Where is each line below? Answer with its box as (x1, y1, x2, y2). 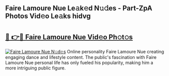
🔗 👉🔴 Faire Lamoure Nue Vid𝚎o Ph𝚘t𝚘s (5, 33, 133, 41)
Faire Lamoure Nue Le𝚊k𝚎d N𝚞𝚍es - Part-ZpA (5, 4, 153, 13)
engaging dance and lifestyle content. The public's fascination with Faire (5, 54, 157, 60)
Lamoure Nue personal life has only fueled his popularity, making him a (5, 60, 153, 65)
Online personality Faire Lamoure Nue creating (67, 49, 164, 54)
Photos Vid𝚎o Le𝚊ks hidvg (5, 12, 91, 21)
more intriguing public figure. (5, 65, 66, 71)
